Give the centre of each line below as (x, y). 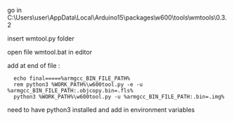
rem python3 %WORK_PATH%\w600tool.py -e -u (78, 85)
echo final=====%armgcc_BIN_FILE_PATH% (72, 78)
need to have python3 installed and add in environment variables (101, 110)
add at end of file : (34, 65)
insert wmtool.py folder (41, 38)
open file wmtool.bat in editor (50, 52)
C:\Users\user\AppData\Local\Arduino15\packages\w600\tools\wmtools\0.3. (117, 17)
